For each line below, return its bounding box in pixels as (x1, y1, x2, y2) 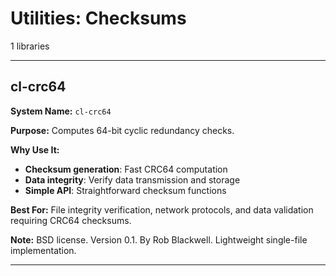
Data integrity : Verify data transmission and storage (24, 173, 241, 186)
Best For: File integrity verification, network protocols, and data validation (10, 203, 314, 216)
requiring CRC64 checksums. (10, 214, 132, 226)
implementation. (10, 244, 77, 256)
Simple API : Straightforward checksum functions (24, 184, 227, 196)
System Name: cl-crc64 (10, 105, 112, 117)
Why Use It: (10, 143, 60, 156)
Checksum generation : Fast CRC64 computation (24, 163, 228, 175)
